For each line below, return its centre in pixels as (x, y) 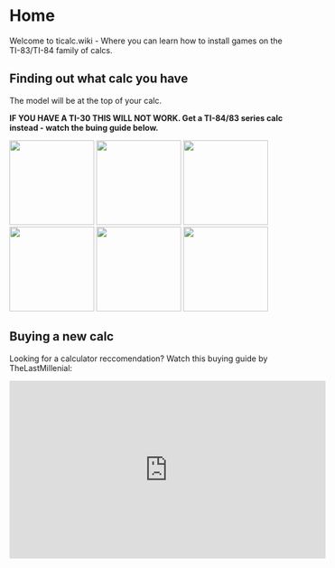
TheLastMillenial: (41, 368)
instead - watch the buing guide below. (84, 127)
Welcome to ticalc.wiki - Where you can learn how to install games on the (146, 41)
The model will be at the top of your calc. (86, 100)
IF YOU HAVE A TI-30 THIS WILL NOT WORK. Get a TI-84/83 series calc (146, 117)
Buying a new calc (62, 336)
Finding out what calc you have (99, 79)
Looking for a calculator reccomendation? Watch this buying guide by (139, 358)
